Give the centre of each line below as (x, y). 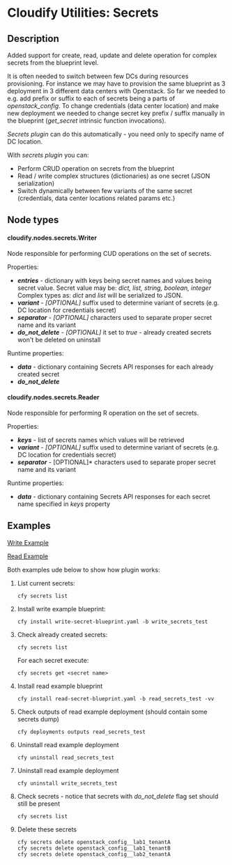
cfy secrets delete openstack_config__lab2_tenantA (94, 854)
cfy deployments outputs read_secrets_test (82, 732)
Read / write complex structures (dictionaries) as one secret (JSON (114, 176)
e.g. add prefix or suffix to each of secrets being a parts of (91, 98)
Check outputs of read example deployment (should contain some (112, 712)
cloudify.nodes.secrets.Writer (52, 238)
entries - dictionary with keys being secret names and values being (114, 280)
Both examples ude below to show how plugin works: (84, 569)
